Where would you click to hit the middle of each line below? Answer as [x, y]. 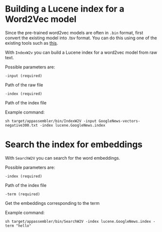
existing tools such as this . [32, 43]
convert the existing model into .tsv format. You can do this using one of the [81, 38]
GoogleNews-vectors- [119, 121]
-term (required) [23, 194]
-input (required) [24, 76]
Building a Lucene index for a [65, 9]
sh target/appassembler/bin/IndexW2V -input [51, 121]
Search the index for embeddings [74, 145]
